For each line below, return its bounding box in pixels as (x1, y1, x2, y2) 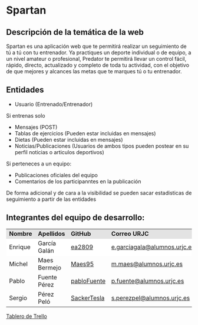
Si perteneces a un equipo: (6, 160, 72, 167)
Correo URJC (111, 229, 149, 238)
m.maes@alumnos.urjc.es (111, 259, 183, 268)
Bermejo (38, 264, 62, 272)
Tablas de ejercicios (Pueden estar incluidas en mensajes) (14, 129, 156, 136)
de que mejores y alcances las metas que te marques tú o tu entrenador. (6, 68, 182, 74)
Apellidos (38, 229, 65, 238)
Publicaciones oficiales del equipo (14, 171, 98, 178)
